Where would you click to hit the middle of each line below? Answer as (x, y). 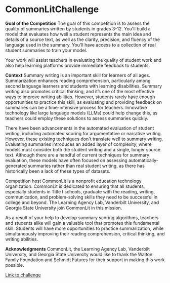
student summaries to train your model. (46, 50)
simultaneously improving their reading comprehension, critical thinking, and (85, 233)
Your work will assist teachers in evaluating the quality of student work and (83, 60)
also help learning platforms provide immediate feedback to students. (78, 65)
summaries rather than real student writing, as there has (86, 166)
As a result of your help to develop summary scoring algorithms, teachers (82, 217)
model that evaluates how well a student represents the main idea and (78, 34)
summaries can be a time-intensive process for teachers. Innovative (76, 107)
